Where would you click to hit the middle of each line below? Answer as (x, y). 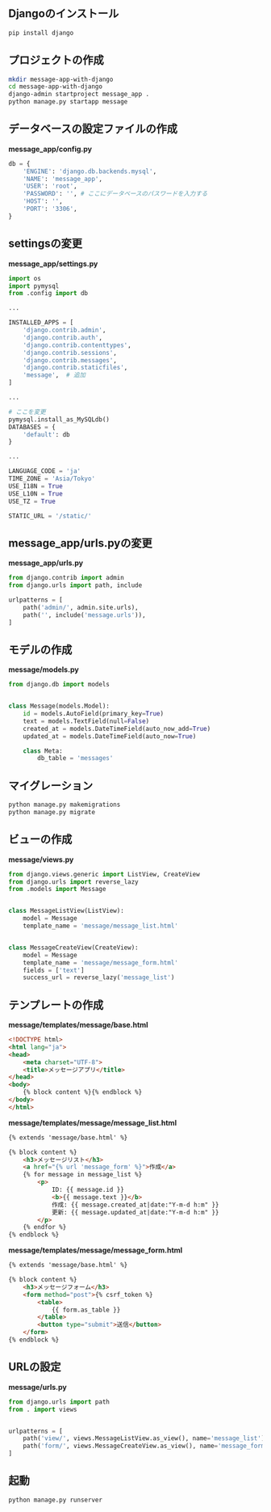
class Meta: (43, 751)
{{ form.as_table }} (86, 1310)
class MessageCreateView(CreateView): (73, 948)
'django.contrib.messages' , (70, 360)
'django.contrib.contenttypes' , (77, 345)
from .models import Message (57, 889)
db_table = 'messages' (75, 758)
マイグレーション (51, 786)
